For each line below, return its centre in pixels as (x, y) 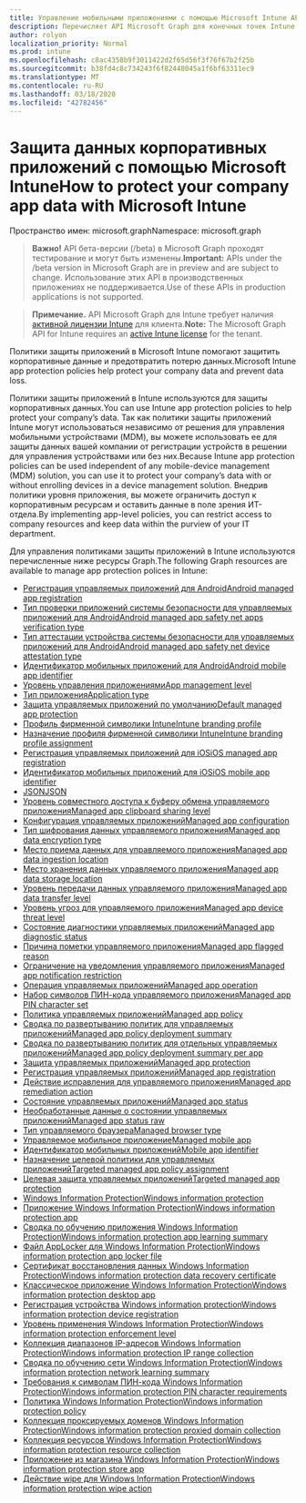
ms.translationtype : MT (55, 77)
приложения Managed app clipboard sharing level (117, 811)
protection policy (54, 1411)
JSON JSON (45, 792)
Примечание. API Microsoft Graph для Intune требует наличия (153, 314)
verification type (53, 627)
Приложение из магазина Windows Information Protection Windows (151, 1459)
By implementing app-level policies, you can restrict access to (155, 515)
